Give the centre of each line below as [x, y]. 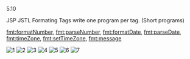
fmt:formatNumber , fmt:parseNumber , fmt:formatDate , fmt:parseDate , [94, 32]
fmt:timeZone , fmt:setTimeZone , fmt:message [64, 38]
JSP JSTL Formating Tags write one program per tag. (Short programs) [95, 20]
